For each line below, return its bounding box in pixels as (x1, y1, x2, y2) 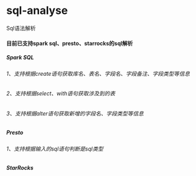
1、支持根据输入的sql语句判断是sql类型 (6, 145, 103, 152)
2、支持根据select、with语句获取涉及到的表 (6, 90, 116, 97)
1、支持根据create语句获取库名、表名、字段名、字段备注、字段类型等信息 (6, 70, 190, 77)
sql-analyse (6, 4, 68, 18)
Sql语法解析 (6, 24, 36, 32)
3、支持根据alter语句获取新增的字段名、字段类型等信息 (6, 110, 144, 117)
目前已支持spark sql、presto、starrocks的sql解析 (6, 39, 133, 47)
